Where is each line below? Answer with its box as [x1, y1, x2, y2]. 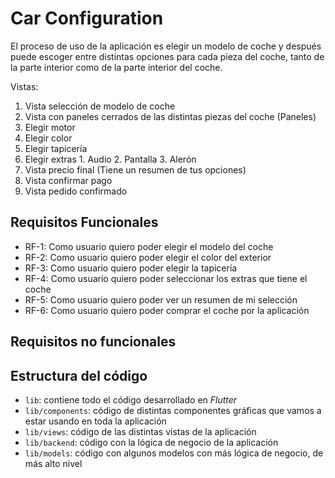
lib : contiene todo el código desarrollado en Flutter [24, 393, 238, 406]
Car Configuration [10, 7, 164, 30]
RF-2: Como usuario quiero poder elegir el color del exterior [24, 251, 272, 263]
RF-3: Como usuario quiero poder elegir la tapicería [24, 262, 238, 274]
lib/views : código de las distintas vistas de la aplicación [24, 425, 257, 437]
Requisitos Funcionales [10, 214, 159, 231]
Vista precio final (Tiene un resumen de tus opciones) [24, 163, 247, 176]
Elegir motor [24, 121, 76, 133]
